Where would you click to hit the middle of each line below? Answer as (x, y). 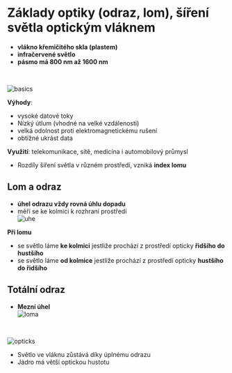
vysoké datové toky (45, 116)
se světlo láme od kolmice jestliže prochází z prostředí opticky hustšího (120, 260)
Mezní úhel (34, 306)
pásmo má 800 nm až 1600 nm (63, 61)
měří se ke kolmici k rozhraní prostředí (72, 211)
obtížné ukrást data (45, 138)
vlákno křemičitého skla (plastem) (67, 47)
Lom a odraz (34, 187)
